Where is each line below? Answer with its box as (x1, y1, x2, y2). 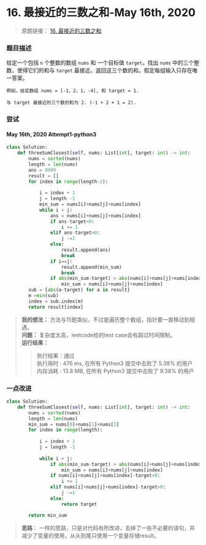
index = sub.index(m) (28, 298, 84, 304)
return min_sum (28, 512, 67, 519)
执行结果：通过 (36, 352, 75, 359)
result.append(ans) (61, 247, 112, 253)
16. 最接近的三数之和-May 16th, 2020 (6, 6, 196, 20)
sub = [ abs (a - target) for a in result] (28, 287, 131, 293)
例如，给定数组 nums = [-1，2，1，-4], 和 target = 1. (6, 88, 139, 94)
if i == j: (50, 258, 72, 265)
